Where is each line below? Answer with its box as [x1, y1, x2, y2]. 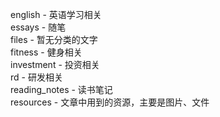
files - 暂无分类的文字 [10, 34, 98, 45]
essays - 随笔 [10, 21, 67, 33]
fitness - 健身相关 [10, 46, 83, 58]
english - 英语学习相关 [10, 9, 102, 20]
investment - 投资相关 [10, 59, 100, 70]
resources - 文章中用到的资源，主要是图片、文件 [10, 96, 210, 108]
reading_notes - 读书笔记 [10, 84, 113, 95]
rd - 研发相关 [10, 71, 63, 83]
